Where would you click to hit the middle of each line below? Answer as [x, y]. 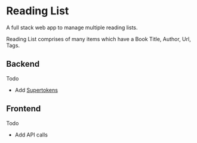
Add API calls [31, 135]
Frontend [24, 109]
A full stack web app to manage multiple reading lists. [72, 27]
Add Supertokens [36, 90]
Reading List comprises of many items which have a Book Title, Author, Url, [98, 39]
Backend [23, 64]
